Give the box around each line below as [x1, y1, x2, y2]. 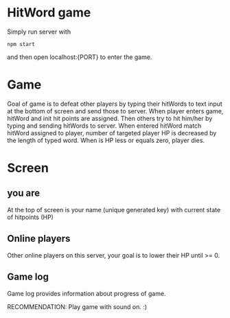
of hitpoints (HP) [7, 213, 54, 221]
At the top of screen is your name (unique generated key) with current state [7, 205, 221, 214]
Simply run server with [7, 27, 71, 36]
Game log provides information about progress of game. [7, 289, 166, 297]
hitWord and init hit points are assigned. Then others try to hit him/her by [7, 114, 213, 122]
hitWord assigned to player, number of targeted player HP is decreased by [7, 128, 217, 137]
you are [7, 188, 40, 199]
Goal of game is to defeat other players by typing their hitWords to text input [7, 100, 223, 108]
